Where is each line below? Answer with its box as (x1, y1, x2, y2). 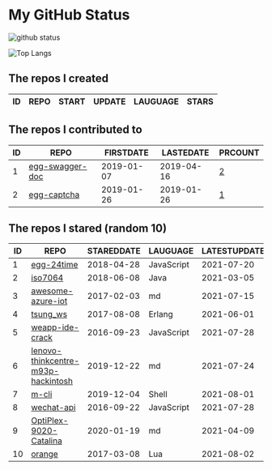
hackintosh (31, 375, 74, 387)
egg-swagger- (28, 160, 87, 172)
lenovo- (31, 345, 62, 357)
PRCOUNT (219, 147, 260, 158)
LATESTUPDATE (201, 246, 266, 257)
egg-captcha (28, 189, 80, 200)
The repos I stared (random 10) (8, 221, 168, 235)
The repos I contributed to (8, 123, 143, 137)
